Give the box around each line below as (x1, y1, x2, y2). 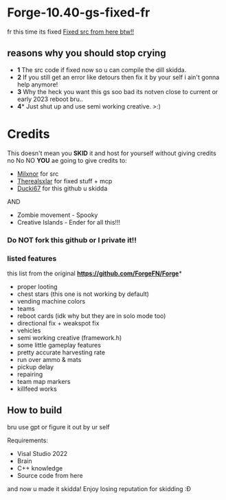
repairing (16, 370, 43, 378)
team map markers (16, 377, 71, 385)
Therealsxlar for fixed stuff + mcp (16, 177, 113, 185)
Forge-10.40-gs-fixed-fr (7, 5, 150, 21)
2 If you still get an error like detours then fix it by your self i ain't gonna (16, 73, 220, 81)
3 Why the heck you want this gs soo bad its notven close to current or (16, 87, 218, 95)
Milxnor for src (16, 170, 59, 178)
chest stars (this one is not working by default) (16, 290, 150, 298)
